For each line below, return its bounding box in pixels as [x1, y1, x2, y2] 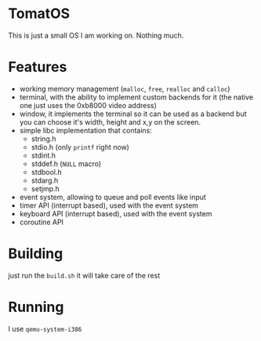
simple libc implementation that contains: [19, 125, 153, 135]
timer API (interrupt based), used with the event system [19, 201, 198, 210]
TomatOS [8, 5, 71, 23]
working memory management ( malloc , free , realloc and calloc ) [19, 84, 230, 93]
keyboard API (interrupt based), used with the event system [19, 209, 212, 218]
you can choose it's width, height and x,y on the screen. [19, 117, 201, 126]
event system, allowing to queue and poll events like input [19, 192, 206, 201]
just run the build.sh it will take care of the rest [8, 270, 161, 280]
